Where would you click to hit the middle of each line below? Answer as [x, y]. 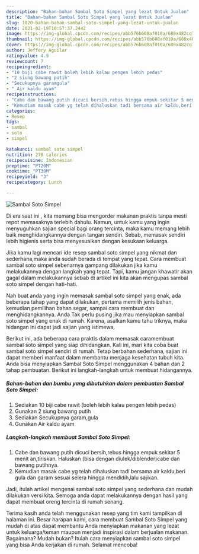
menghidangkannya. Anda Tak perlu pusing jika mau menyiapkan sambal [95, 314]
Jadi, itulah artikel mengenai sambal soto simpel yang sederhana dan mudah [100, 489]
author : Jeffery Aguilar [37, 50]
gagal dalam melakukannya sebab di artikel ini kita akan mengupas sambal [97, 278]
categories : [21, 111]
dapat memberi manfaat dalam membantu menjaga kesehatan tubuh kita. [95, 357]
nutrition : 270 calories [37, 155]
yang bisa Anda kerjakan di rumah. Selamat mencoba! [72, 545]
